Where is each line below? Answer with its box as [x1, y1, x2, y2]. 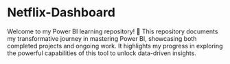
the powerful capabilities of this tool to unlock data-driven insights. [7, 49, 197, 57]
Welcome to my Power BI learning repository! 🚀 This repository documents [7, 27, 218, 35]
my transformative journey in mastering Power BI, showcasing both [7, 34, 197, 42]
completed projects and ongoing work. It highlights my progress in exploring [7, 42, 223, 50]
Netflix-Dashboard [7, 5, 115, 20]
